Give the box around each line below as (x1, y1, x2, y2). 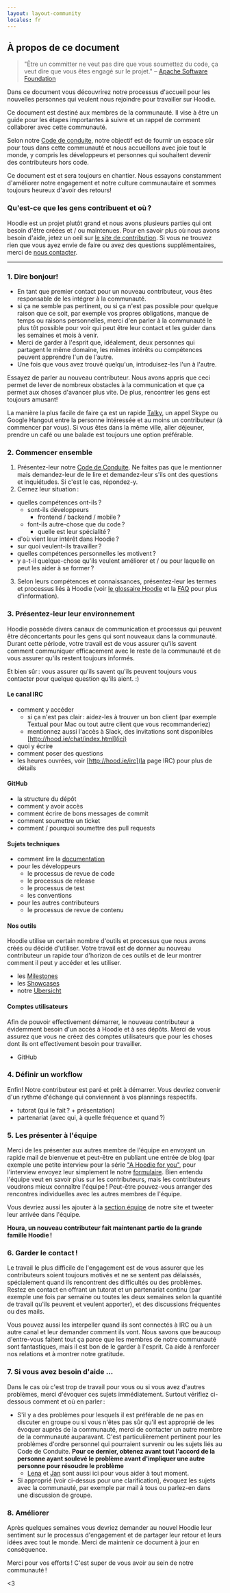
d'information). (16, 592, 60, 601)
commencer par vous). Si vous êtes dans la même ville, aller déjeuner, (7, 423, 205, 431)
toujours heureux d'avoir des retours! (7, 186, 112, 194)
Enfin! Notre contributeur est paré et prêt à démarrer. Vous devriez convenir (7, 1085, 221, 1093)
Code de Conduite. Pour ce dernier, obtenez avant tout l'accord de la (16, 1447, 216, 1455)
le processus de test (27, 884, 85, 892)
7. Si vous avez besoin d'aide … (7, 1367, 114, 1377)
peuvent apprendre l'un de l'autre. (16, 353, 114, 361)
